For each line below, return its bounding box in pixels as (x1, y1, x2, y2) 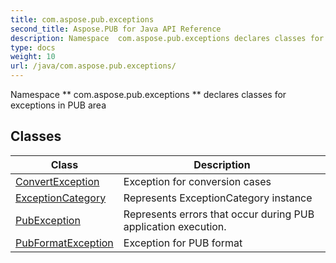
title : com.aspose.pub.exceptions (10, 14, 155, 25)
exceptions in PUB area (10, 99, 107, 111)
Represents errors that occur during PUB (123, 207, 315, 221)
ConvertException (15, 174, 100, 188)
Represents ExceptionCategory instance (123, 191, 313, 205)
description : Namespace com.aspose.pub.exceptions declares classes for (10, 33, 325, 43)
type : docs (10, 42, 56, 53)
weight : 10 (10, 52, 56, 62)
